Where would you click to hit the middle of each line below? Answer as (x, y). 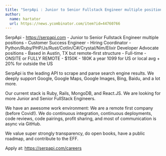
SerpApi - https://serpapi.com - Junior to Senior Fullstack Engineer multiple (82, 38)
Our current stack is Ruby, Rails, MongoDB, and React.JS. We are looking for (83, 93)
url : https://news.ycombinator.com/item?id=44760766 (65, 23)
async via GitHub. (23, 124)
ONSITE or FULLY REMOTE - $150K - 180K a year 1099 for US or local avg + (83, 58)
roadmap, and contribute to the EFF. (42, 139)
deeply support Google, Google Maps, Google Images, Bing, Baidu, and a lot (83, 78)
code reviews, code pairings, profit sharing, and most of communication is (81, 118)
